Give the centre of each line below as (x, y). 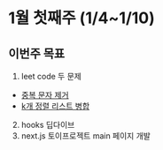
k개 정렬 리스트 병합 (55, 106)
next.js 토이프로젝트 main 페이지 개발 (86, 136)
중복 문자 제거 (45, 95)
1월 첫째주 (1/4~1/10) (82, 18)
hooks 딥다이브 (48, 125)
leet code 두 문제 (51, 76)
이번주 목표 (37, 53)
